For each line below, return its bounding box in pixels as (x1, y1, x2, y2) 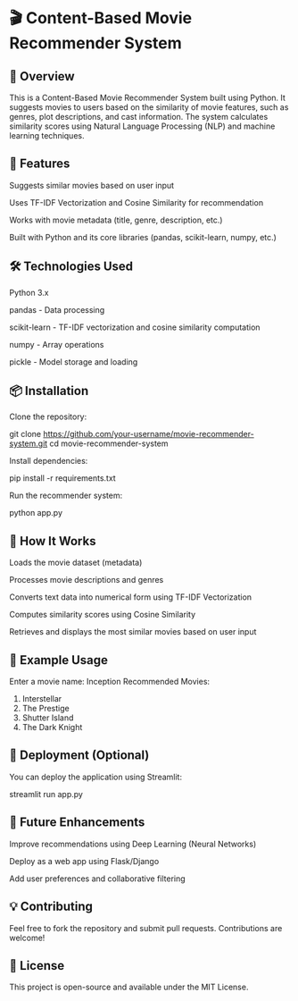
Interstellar (21, 694, 62, 704)
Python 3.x (9, 287, 49, 298)
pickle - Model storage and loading (9, 356, 138, 367)
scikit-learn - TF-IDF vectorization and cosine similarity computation (9, 322, 261, 332)
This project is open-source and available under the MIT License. (9, 981, 249, 993)
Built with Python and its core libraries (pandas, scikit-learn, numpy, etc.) (9, 231, 277, 242)
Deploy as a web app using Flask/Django (9, 855, 160, 866)
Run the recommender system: (9, 490, 123, 501)
